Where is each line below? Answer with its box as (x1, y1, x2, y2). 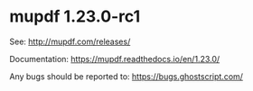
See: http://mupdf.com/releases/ (9, 36, 131, 47)
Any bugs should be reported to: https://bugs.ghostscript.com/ (9, 70, 244, 82)
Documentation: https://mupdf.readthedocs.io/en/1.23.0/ (9, 53, 220, 64)
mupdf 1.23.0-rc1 (9, 6, 141, 27)
